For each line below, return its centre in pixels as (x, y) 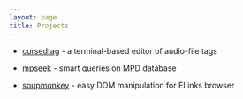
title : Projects (39, 26)
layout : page (33, 17)
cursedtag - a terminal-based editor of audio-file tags (120, 50)
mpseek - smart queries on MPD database (99, 68)
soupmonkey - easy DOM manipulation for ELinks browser (128, 85)
